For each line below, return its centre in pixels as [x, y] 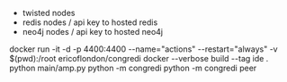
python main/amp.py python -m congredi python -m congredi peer [133, 68]
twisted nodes [49, 13]
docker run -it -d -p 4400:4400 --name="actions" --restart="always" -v [143, 49]
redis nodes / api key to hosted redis [90, 22]
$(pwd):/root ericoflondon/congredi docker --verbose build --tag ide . [139, 58]
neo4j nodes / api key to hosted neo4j [93, 32]
